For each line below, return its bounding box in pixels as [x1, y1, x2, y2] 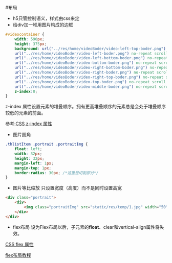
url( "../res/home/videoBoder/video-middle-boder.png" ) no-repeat [14, 84, 157, 89]
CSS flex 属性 [5, 241, 34, 247]
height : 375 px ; [14, 41, 47, 46]
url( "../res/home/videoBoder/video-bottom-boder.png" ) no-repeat [14, 60, 157, 65]
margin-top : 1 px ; [14, 165, 52, 171]
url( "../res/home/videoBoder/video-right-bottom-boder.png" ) [14, 65, 147, 70]
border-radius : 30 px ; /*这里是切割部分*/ [14, 170, 99, 175]
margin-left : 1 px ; [14, 160, 54, 166]
